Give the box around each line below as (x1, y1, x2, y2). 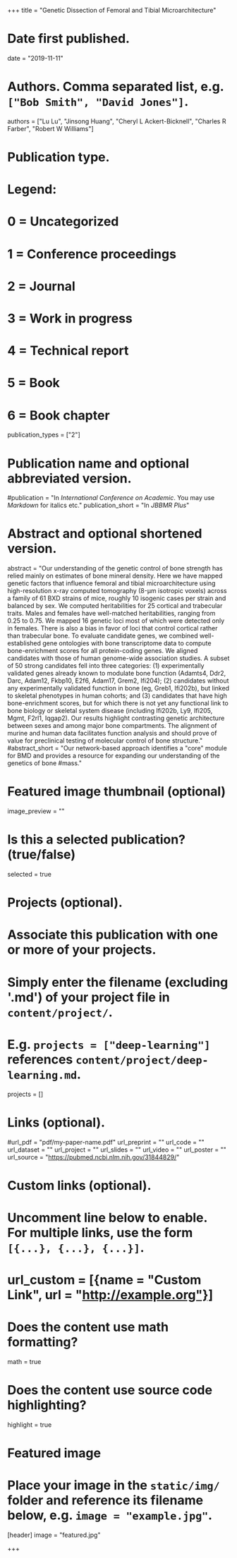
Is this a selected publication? (7, 832, 186, 848)
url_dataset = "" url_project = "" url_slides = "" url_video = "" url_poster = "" (7, 1145, 227, 1154)
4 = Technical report (7, 343, 129, 359)
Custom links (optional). (7, 1177, 152, 1193)
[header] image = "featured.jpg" (7, 1530, 101, 1540)
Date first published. (7, 31, 130, 47)
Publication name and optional (7, 455, 190, 471)
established (7, 639, 41, 647)
